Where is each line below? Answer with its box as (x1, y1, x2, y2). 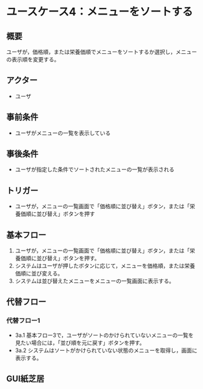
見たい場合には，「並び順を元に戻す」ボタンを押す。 (15, 339, 145, 346)
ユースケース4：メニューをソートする (6, 5, 193, 19)
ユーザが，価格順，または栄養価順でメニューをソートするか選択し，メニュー (6, 49, 197, 55)
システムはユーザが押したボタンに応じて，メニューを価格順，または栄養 (15, 262, 196, 269)
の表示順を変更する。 (6, 56, 59, 63)
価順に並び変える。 (15, 270, 64, 277)
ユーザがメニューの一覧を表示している (15, 129, 111, 137)
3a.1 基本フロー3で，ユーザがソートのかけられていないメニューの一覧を (15, 331, 194, 339)
